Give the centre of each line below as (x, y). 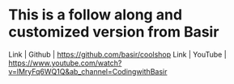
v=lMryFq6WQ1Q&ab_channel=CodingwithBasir (88, 71)
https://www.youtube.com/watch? (65, 63)
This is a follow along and (96, 15)
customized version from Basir (114, 32)
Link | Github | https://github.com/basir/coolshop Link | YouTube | (117, 54)
